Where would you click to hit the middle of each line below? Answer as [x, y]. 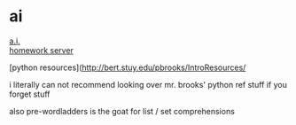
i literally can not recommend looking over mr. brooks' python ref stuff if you [148, 84]
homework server [41, 50]
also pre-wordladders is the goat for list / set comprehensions [122, 111]
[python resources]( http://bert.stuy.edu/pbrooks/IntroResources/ [128, 67]
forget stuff [30, 94]
